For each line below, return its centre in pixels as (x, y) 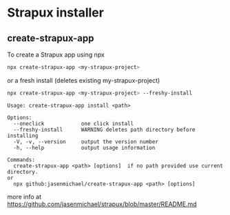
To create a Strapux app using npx (56, 54)
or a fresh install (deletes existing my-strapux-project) (84, 80)
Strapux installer (56, 13)
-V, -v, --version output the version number (86, 142)
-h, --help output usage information (84, 147)
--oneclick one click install (74, 123)
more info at (24, 196)
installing (23, 136)
